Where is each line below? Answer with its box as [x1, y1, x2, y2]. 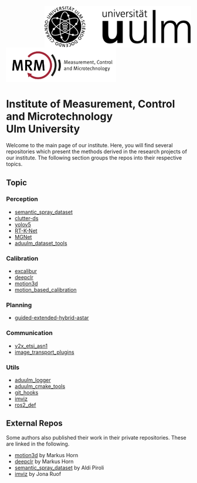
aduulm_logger [14, 377, 51, 384]
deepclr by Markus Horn [14, 458, 74, 465]
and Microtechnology [6, 110, 113, 123]
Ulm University [6, 123, 80, 136]
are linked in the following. [6, 440, 70, 447]
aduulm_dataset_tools [14, 239, 67, 246]
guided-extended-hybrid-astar [14, 314, 89, 322]
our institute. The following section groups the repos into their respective [6, 154, 182, 161]
